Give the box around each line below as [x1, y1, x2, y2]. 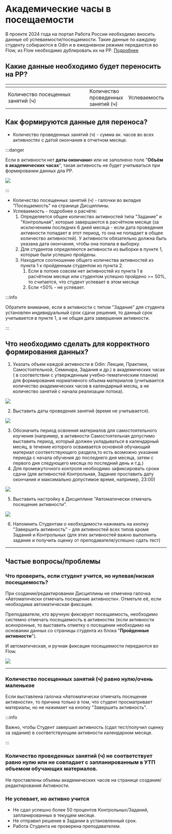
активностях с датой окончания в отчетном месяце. [12, 137, 127, 143]
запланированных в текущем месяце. [12, 812, 96, 818]
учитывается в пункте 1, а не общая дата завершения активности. [5, 315, 150, 321]
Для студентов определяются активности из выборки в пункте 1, [20, 246, 163, 252]
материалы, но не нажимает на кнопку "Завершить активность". [5, 704, 147, 711]
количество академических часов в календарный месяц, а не [12, 383, 149, 389]
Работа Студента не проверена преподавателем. [12, 823, 121, 829]
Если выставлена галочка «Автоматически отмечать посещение [5, 694, 147, 700]
